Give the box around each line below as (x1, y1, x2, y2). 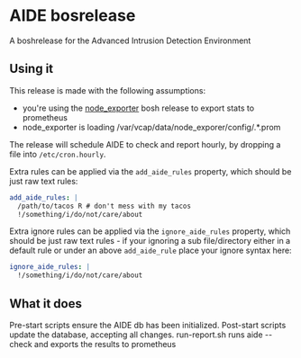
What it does (9, 296, 83, 311)
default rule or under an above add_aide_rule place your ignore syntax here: (9, 245, 292, 256)
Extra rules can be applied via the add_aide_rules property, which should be (9, 166, 292, 176)
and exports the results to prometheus (34, 338, 177, 349)
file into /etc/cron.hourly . (9, 148, 106, 159)
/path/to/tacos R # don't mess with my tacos (17, 201, 192, 210)
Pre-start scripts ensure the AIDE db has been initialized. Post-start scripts (9, 319, 287, 330)
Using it (9, 61, 54, 76)
